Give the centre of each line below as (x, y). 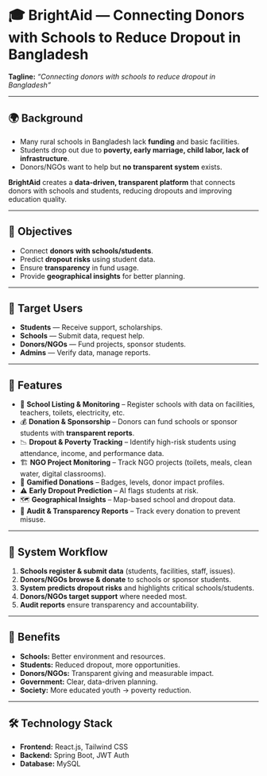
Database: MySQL (50, 763)
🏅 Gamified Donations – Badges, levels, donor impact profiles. (122, 482)
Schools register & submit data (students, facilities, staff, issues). (128, 571)
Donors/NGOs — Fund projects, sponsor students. (103, 344)
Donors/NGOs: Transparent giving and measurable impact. (117, 673)
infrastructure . (44, 158)
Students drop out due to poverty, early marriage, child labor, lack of (134, 150)
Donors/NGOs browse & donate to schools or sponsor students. (126, 579)
